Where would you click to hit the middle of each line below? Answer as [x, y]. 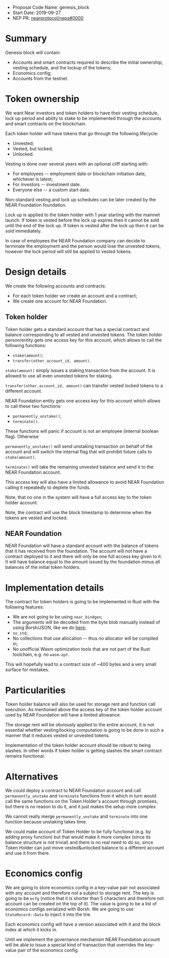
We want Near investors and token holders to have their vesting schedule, [82, 113]
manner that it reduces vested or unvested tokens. [58, 735]
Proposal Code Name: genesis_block [51, 7]
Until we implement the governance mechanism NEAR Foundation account [83, 940]
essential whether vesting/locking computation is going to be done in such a [84, 730]
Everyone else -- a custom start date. [51, 190]
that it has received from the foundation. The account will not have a [76, 551]
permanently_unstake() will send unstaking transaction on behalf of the [79, 446]
